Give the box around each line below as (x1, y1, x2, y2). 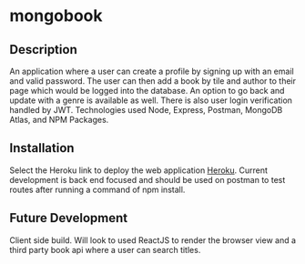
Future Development (9, 210, 128, 226)
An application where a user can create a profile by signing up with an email (9, 66, 294, 76)
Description (9, 42, 77, 57)
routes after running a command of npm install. (9, 184, 186, 195)
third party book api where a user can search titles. (9, 244, 201, 255)
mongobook (9, 5, 103, 26)
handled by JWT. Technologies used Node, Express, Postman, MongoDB (9, 105, 283, 115)
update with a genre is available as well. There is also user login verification (9, 95, 293, 106)
